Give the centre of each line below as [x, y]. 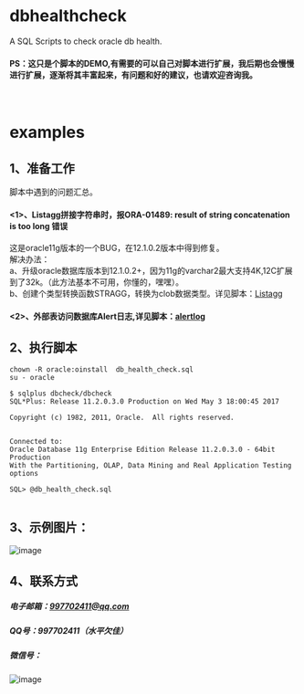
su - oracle [32, 377]
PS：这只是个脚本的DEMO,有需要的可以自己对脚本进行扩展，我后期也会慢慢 [152, 63]
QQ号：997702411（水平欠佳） [68, 630]
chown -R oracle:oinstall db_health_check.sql [102, 369]
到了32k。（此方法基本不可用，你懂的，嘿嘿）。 [97, 282]
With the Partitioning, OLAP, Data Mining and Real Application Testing [151, 465]
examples [47, 132]
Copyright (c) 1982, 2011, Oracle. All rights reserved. [122, 417]
